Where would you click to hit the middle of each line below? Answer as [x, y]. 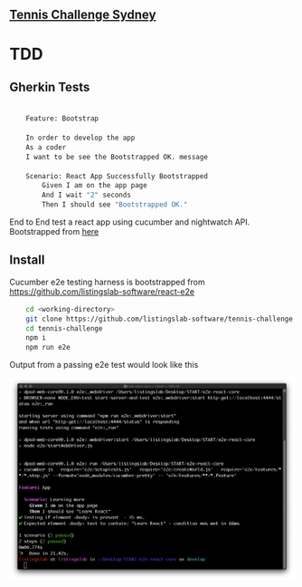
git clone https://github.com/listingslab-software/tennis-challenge [160, 319]
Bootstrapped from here [54, 232]
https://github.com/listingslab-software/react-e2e [102, 291]
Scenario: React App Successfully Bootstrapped [117, 176]
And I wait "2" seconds [86, 195]
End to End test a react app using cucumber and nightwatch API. [130, 222]
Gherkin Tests [50, 87]
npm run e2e [48, 348]
